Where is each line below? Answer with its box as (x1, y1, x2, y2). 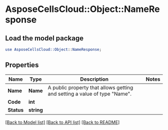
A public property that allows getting (47, 84, 133, 91)
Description (79, 76, 109, 83)
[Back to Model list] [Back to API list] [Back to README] (5, 119, 120, 125)
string (28, 106, 43, 113)
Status (7, 106, 24, 113)
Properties (5, 61, 39, 69)
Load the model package (5, 34, 84, 42)
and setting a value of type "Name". (47, 90, 131, 97)
